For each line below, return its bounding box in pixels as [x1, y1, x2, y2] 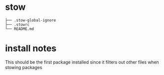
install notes [5, 43, 57, 54]
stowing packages [5, 64, 42, 70]
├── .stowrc [5, 22, 30, 27]
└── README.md [5, 26, 34, 31]
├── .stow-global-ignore [5, 18, 56, 23]
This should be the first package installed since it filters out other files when [5, 59, 159, 65]
